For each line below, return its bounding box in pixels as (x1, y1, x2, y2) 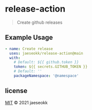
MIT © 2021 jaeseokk (5, 99, 48, 105)
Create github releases (16, 19, 63, 25)
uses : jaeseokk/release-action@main (9, 51, 83, 56)
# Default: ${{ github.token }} (14, 60, 79, 65)
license (5, 87, 28, 95)
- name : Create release (5, 46, 53, 51)
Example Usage (5, 33, 53, 42)
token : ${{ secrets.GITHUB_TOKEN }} (14, 64, 88, 69)
